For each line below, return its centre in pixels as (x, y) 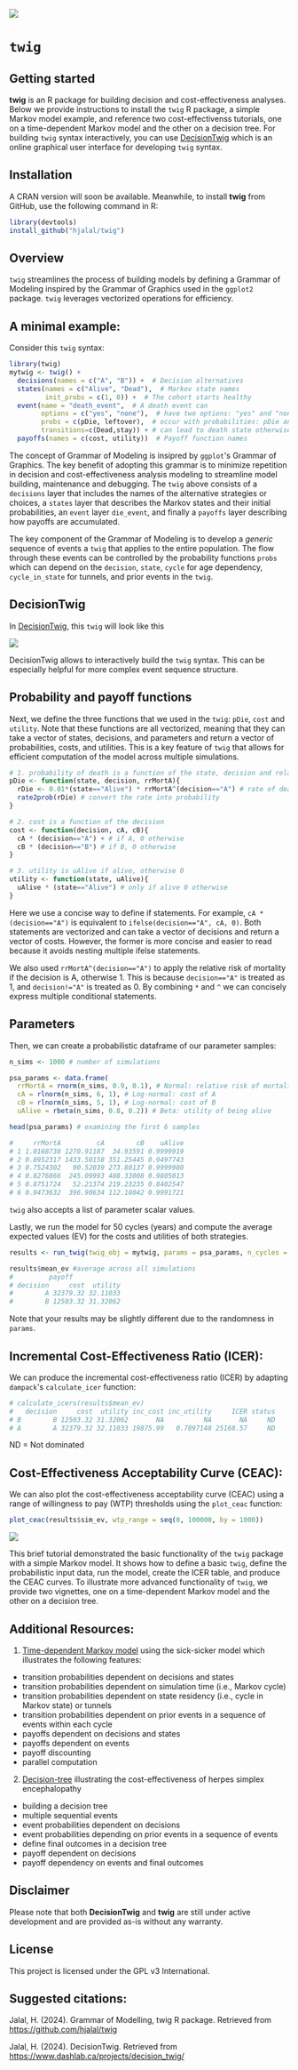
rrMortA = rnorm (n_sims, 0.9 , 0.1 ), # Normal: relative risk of (138, 1086)
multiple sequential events (70, 1815)
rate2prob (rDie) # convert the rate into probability (118, 798)
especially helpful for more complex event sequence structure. (124, 669)
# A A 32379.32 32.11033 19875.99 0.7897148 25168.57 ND (142, 1428)
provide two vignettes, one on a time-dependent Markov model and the (140, 1592)
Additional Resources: (72, 1629)
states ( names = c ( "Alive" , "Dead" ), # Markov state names (129, 389)
